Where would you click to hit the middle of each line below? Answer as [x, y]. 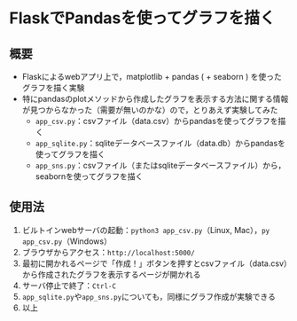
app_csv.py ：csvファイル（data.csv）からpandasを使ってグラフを [156, 121]
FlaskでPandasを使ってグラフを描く [142, 18]
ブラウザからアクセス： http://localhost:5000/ [108, 252]
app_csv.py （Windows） [67, 241]
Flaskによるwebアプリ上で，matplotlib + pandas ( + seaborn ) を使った [152, 77]
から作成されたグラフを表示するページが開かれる [111, 274]
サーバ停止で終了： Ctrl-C [69, 286]
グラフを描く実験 [53, 88]
